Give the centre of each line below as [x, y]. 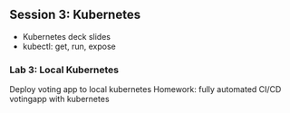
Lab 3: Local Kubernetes [64, 70]
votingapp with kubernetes [60, 99]
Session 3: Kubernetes [75, 15]
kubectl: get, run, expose [69, 46]
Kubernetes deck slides [67, 36]
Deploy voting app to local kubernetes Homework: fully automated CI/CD [145, 89]
